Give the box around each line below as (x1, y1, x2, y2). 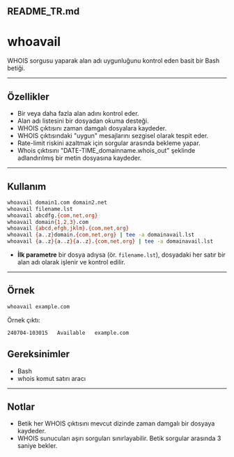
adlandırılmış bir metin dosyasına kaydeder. (17, 153, 142, 163)
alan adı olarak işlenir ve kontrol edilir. (17, 258, 125, 267)
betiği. (7, 64, 26, 73)
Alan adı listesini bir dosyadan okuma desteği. (17, 117, 149, 125)
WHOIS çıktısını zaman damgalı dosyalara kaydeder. (17, 124, 167, 133)
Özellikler (7, 91, 50, 103)
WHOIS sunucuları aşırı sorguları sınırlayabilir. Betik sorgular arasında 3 (17, 434, 221, 442)
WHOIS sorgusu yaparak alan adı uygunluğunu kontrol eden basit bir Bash (7, 57, 220, 65)
